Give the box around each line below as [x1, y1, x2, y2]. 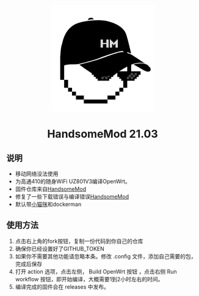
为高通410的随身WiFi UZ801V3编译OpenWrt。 [15, 178, 131, 185]
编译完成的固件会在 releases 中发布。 [15, 283, 110, 291]
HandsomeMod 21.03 [46, 127, 159, 141]
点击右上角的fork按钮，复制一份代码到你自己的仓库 [15, 237, 143, 245]
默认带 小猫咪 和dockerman [15, 200, 82, 208]
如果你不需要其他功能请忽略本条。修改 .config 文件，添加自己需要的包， [15, 252, 197, 260]
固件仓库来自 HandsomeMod [15, 185, 87, 192]
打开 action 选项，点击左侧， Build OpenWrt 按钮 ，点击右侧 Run [15, 267, 177, 275]
